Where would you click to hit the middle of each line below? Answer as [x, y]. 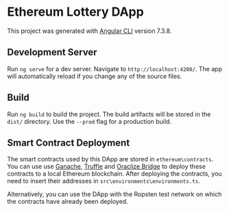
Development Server [52, 52]
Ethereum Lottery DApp [75, 12]
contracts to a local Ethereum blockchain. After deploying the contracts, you [114, 174]
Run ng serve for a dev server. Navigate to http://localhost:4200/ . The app [115, 68]
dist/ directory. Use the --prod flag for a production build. [89, 121]
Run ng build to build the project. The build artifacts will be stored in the [109, 114]
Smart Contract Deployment [69, 143]
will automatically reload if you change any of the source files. [95, 76]
